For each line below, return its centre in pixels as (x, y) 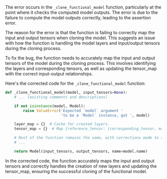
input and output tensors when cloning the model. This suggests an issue (80, 38)
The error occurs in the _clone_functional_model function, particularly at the (83, 7)
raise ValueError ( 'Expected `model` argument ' (73, 111)
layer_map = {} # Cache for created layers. (62, 124)
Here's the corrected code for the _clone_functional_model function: (75, 83)
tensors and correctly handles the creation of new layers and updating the (81, 166)
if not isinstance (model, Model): (50, 106)
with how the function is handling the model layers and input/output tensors (83, 43)
